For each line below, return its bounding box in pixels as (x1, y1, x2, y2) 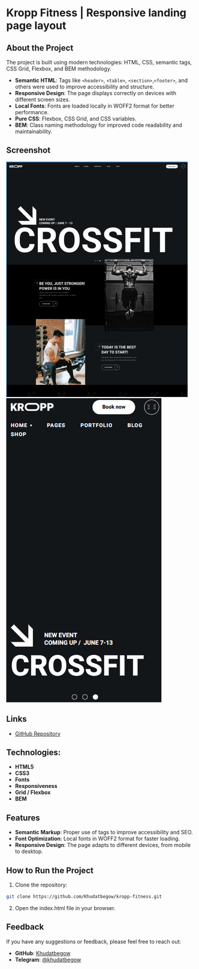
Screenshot (6, 145, 51, 156)
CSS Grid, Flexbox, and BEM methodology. (6, 65, 112, 72)
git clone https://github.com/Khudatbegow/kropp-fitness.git (6, 894, 162, 900)
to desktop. (14, 848, 43, 855)
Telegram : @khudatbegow (14, 956, 82, 963)
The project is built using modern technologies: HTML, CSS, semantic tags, (6, 59, 192, 66)
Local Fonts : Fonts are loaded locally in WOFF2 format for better (14, 102, 175, 109)
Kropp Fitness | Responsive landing (6, 6, 187, 20)
